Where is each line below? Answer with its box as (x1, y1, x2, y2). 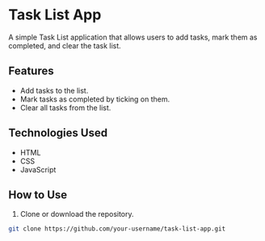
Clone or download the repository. (19, 210, 135, 219)
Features (8, 64, 54, 78)
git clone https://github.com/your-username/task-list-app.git (8, 225, 226, 233)
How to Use (8, 188, 68, 202)
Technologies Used (8, 127, 107, 140)
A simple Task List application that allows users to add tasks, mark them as (8, 32, 258, 42)
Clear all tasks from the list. (19, 102, 111, 112)
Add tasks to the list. (19, 85, 89, 95)
